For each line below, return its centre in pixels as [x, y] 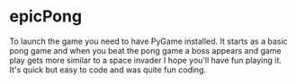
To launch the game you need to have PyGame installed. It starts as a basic [148, 41]
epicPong [46, 17]
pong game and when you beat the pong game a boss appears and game [145, 50]
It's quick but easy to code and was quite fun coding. [108, 70]
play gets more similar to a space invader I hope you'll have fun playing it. [145, 60]
